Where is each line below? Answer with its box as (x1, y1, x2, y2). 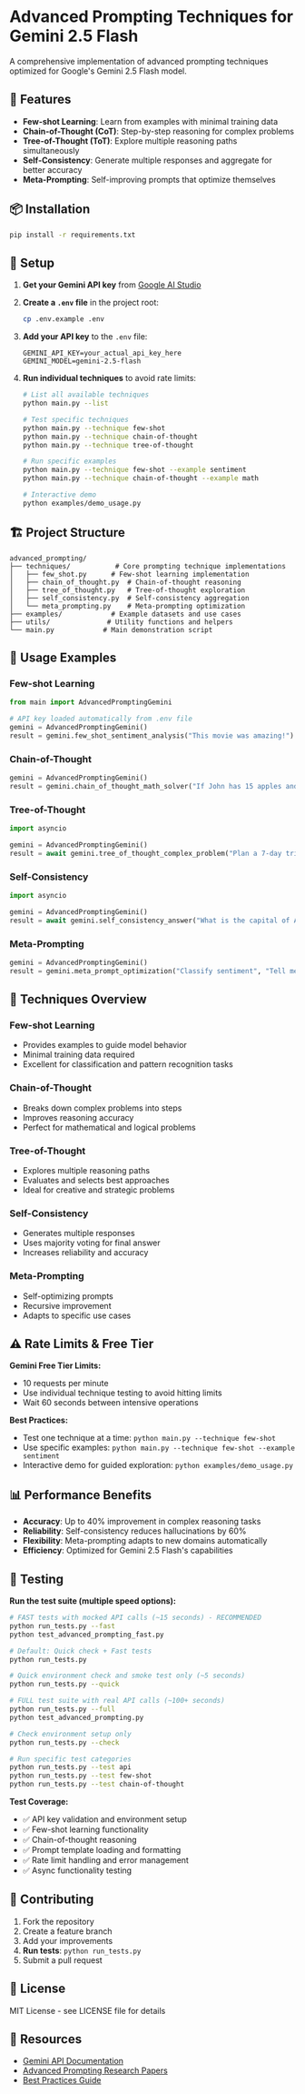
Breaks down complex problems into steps (22, 1102, 182, 1113)
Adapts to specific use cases (22, 1310, 132, 1321)
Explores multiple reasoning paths (22, 1164, 151, 1175)
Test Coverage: (9, 1797, 69, 1807)
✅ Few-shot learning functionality (22, 1824, 149, 1835)
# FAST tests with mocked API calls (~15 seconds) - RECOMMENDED (9, 1613, 261, 1622)
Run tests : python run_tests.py (22, 1945, 142, 1956)
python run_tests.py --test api (9, 1763, 132, 1772)
